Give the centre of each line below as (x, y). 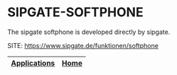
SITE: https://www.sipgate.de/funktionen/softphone (83, 45)
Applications (33, 63)
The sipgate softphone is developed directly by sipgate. (89, 32)
